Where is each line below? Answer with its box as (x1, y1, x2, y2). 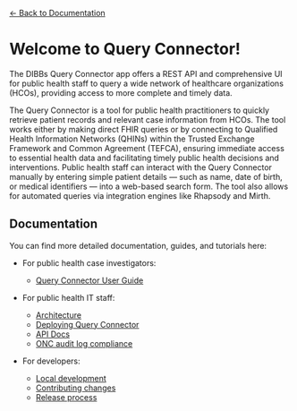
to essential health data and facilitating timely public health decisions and (9, 152, 280, 163)
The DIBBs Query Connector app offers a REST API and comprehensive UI (9, 68, 284, 79)
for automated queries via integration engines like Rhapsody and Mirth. (9, 190, 271, 201)
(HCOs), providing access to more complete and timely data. (9, 87, 233, 98)
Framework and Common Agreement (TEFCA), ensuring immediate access (9, 142, 284, 153)
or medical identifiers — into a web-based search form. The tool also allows (9, 181, 289, 192)
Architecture (35, 309, 82, 321)
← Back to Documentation (9, 8, 106, 18)
